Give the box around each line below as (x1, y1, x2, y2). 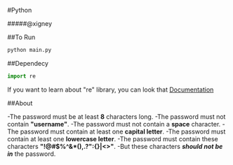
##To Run (7, 33, 36, 41)
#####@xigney (7, 20, 53, 27)
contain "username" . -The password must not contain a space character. (7, 120, 221, 128)
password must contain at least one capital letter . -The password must (20, 127, 226, 136)
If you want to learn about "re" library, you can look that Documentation (7, 85, 214, 94)
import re (7, 73, 36, 80)
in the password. (7, 150, 56, 158)
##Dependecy (7, 59, 49, 67)
